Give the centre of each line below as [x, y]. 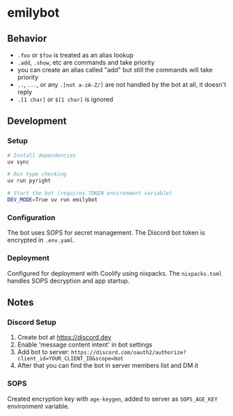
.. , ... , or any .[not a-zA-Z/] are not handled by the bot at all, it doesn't [122, 84]
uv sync [18, 162]
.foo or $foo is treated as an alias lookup [75, 55]
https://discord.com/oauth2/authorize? [128, 353]
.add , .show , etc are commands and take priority [86, 63]
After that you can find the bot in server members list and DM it [108, 365]
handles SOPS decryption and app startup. [69, 281]
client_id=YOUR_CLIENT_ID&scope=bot [70, 359]
